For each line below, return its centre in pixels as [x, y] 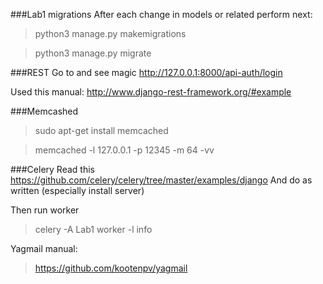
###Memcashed [44, 111]
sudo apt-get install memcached [101, 130]
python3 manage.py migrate [93, 53]
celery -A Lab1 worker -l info [93, 229]
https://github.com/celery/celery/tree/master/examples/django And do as [161, 180]
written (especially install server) [77, 190]
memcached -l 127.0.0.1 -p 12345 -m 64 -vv [124, 150]
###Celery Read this [52, 169]
